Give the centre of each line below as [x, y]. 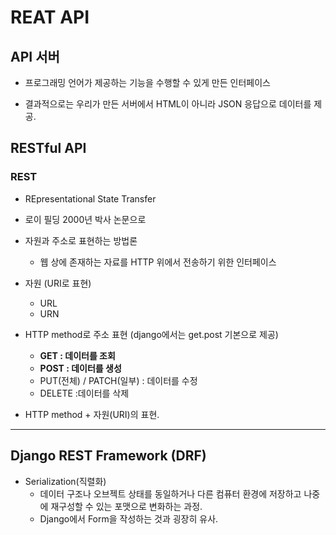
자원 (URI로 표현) [58, 283]
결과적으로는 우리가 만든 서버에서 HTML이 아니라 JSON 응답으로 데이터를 [168, 104]
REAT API [50, 17]
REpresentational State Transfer [90, 198]
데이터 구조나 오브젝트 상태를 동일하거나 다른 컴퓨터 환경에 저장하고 [170, 493]
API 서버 [35, 56]
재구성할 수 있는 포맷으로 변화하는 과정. [126, 506]
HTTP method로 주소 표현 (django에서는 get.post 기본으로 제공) [151, 334]
